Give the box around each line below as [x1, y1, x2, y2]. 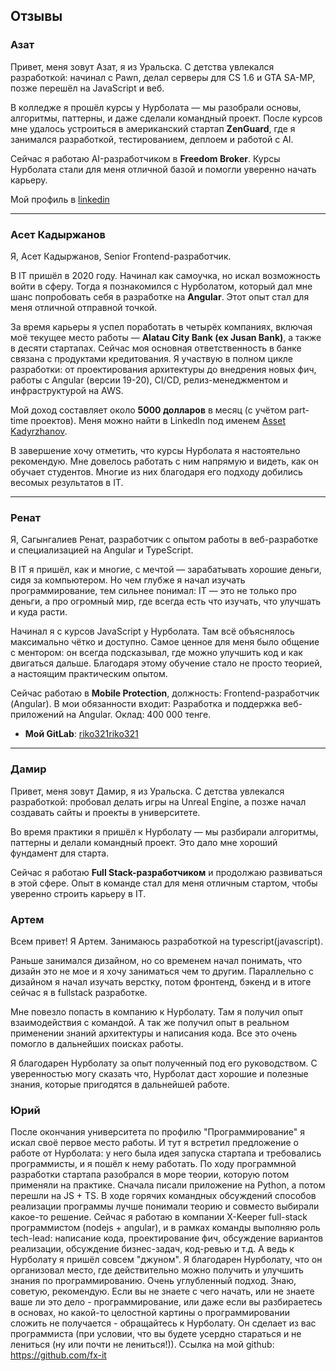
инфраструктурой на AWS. [10, 384, 124, 396]
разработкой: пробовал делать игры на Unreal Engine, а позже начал [10, 795, 307, 808]
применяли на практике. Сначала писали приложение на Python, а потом [10, 1179, 326, 1191]
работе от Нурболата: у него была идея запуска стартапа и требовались [10, 1147, 322, 1159]
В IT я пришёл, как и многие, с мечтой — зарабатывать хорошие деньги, [10, 564, 322, 576]
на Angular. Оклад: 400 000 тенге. [66, 709, 212, 721]
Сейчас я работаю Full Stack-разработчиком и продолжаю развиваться [10, 866, 323, 878]
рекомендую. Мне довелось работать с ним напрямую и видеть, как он [10, 455, 319, 467]
